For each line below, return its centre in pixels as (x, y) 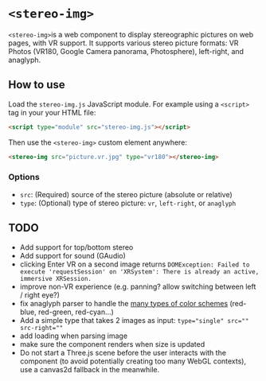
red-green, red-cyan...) (76, 312)
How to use (37, 85)
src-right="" (41, 328)
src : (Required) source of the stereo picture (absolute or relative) (126, 194)
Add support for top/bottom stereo (76, 247)
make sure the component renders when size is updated (112, 344)
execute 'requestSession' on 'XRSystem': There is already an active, (139, 272)
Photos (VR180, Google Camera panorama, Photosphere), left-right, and (126, 51)
